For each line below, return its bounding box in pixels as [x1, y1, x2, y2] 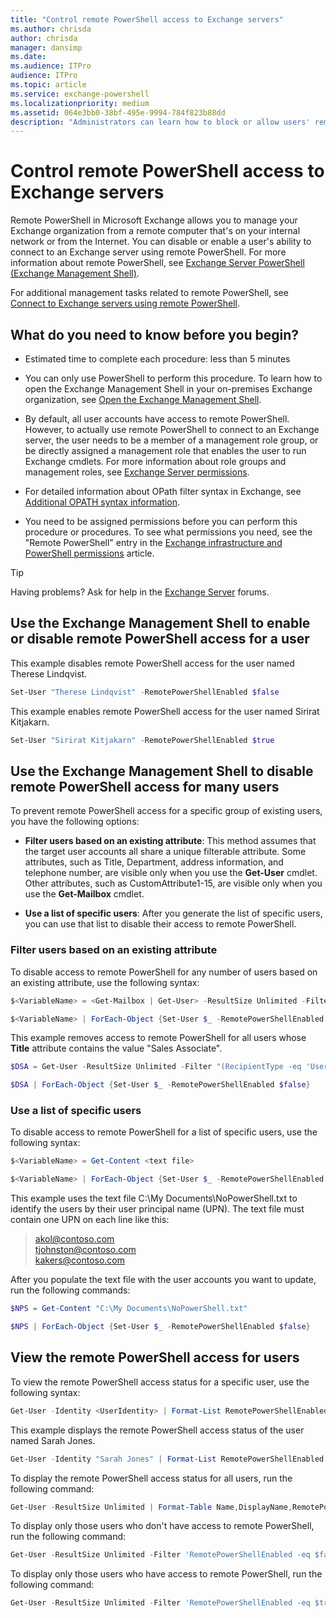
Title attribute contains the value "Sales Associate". [10, 1042, 223, 1055]
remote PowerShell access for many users [10, 778, 280, 795]
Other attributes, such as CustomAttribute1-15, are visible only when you [24, 877, 323, 890]
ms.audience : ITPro [10, 61, 92, 71]
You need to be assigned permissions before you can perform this [24, 516, 298, 527]
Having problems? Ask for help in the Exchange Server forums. [10, 586, 270, 598]
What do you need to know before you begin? [10, 326, 300, 343]
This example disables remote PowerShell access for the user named [10, 657, 295, 669]
